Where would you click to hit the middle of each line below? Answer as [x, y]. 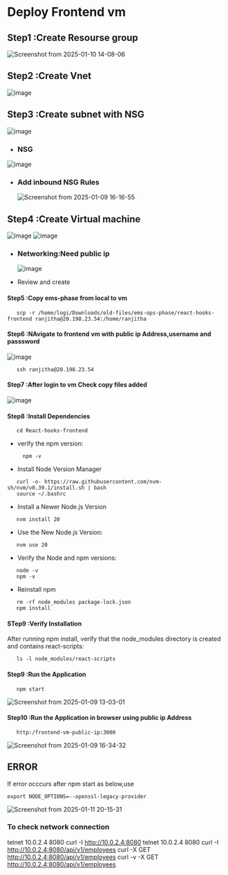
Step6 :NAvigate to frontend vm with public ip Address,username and [109, 334]
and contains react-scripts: [46, 646]
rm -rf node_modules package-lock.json [74, 602]
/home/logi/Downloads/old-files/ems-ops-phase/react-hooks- [126, 312]
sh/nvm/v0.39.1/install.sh [46, 488]
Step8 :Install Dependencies [49, 416]
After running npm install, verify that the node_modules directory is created [114, 639]
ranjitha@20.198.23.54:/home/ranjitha [91, 319]
